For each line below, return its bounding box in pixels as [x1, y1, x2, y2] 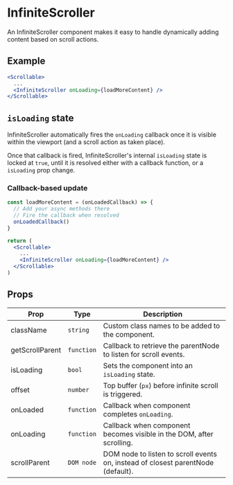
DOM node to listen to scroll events [103, 449, 217, 459]
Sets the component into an [103, 360, 193, 370]
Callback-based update [7, 183, 88, 193]
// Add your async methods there [13, 206, 110, 213]
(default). [103, 466, 134, 476]
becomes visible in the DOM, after [103, 429, 214, 439]
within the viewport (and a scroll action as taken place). [7, 138, 165, 146]
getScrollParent [10, 345, 61, 355]
